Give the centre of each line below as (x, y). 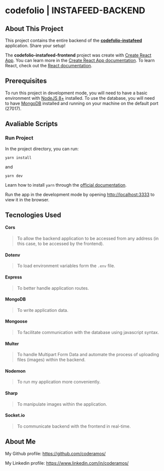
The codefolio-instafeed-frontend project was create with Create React (78, 55)
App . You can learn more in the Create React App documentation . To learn (80, 60)
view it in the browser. (27, 199)
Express (13, 277)
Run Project (19, 138)
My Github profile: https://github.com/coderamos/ (56, 453)
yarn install (18, 158)
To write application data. (43, 310)
